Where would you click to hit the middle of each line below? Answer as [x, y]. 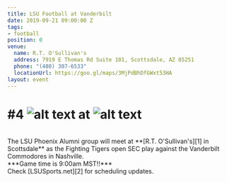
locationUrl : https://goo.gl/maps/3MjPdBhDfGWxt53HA [93, 73]
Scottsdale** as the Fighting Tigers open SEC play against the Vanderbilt [113, 149]
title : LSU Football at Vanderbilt [60, 14]
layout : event [28, 79]
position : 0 [25, 40]
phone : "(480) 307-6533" [50, 66]
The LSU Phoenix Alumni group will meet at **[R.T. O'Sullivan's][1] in [108, 141]
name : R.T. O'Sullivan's [50, 54]
